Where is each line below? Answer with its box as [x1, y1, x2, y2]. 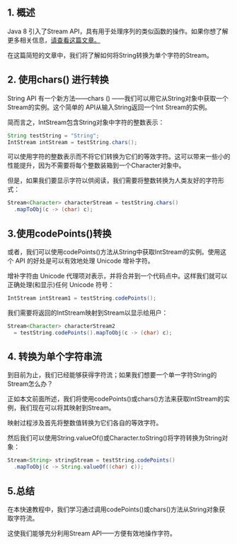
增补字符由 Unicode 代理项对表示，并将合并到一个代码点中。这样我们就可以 [7, 271, 228, 280]
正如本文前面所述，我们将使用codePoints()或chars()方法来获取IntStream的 [7, 395, 224, 403]
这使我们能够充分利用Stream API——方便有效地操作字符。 [7, 528, 177, 538]
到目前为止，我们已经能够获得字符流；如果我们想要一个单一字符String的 [7, 371, 217, 379]
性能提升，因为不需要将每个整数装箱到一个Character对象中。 [7, 161, 185, 170]
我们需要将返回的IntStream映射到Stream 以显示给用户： [7, 308, 168, 317]
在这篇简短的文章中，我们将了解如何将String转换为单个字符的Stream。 [7, 50, 214, 59]
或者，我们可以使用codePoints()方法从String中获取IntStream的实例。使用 [7, 247, 221, 256]
